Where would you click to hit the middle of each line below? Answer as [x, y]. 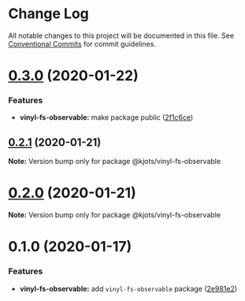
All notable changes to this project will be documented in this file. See [121, 35]
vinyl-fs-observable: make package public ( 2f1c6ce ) [106, 117]
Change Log [48, 14]
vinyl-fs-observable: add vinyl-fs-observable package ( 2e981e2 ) [128, 288]
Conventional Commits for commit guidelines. [82, 43]
